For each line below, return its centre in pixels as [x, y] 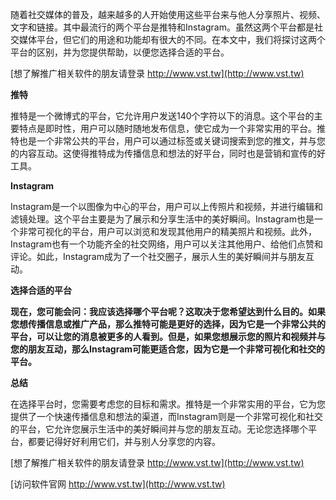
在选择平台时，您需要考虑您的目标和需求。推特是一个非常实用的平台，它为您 [168, 404]
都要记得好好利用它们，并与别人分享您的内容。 [124, 441]
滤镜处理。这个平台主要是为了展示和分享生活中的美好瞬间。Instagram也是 [162, 219]
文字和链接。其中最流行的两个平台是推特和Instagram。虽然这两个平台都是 [162, 27]
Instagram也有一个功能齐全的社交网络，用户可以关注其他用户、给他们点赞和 [166, 244]
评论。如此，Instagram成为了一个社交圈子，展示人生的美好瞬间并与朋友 [158, 256]
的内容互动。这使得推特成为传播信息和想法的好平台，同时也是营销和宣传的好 [168, 153]
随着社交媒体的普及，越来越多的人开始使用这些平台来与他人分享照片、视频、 [168, 14]
